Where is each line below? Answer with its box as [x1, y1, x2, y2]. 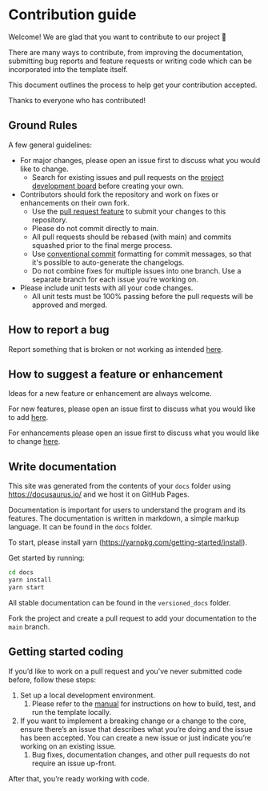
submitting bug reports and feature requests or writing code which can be [8, 56, 252, 66]
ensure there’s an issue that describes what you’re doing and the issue [19, 724, 254, 733]
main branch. [8, 621, 50, 631]
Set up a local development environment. [19, 690, 156, 700]
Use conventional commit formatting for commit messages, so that [31, 249, 252, 258]
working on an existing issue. [19, 741, 117, 751]
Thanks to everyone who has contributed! [8, 95, 146, 105]
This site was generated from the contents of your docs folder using [8, 481, 231, 491]
